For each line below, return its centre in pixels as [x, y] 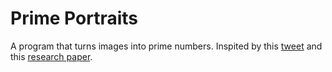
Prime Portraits [74, 18]
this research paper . [51, 56]
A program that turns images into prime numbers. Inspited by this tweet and [166, 46]
